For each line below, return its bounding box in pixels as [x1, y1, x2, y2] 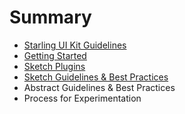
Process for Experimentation [23, 92, 142, 104]
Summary [9, 6, 92, 29]
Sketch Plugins [23, 60, 86, 72]
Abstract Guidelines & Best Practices [23, 81, 176, 93]
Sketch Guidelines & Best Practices [23, 71, 169, 83]
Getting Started [23, 49, 87, 61]
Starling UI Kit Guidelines [23, 39, 127, 51]
